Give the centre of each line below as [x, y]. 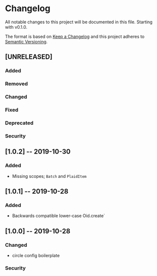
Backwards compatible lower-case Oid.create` [59, 216]
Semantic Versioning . [26, 41]
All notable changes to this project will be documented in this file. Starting [79, 22]
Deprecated [19, 123]
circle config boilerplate [36, 255]
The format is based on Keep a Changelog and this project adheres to [75, 36]
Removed [17, 84]
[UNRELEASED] [29, 57]
